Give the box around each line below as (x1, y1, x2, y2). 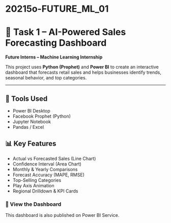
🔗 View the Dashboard (5, 201, 62, 208)
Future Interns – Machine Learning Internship (5, 54, 103, 60)
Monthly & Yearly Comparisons (12, 166, 78, 172)
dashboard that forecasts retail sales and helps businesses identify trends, (5, 69, 162, 75)
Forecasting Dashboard (5, 37, 107, 49)
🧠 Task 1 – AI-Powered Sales (5, 26, 126, 38)
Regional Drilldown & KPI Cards (12, 188, 78, 194)
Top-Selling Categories (12, 177, 62, 183)
